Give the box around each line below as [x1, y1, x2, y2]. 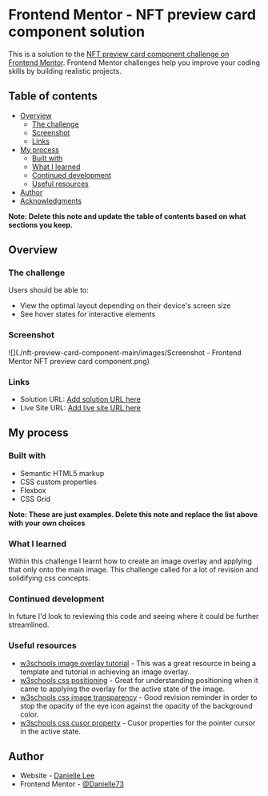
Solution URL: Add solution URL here [19, 394, 142, 404]
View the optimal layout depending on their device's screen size [19, 301, 231, 310]
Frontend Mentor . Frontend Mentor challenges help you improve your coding [8, 58, 261, 67]
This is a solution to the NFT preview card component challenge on [8, 49, 230, 59]
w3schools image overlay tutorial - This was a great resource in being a [19, 658, 257, 668]
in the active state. [19, 726, 82, 736]
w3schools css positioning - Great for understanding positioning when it [19, 675, 258, 685]
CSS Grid [19, 494, 50, 503]
